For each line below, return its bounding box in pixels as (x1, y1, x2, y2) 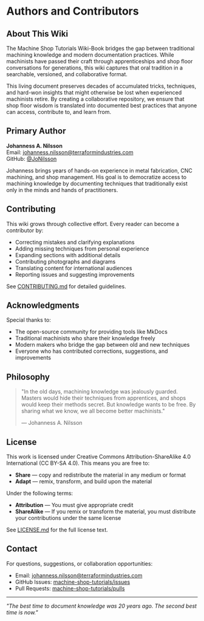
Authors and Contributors (6, 4, 139, 18)
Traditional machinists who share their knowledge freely (15, 335, 156, 342)
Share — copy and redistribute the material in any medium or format (15, 471, 186, 479)
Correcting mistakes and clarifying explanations (15, 238, 135, 246)
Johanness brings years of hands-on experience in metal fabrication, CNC (6, 166, 192, 174)
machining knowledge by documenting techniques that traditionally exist (6, 180, 188, 187)
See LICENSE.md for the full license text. (6, 526, 108, 534)
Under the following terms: (6, 489, 73, 497)
